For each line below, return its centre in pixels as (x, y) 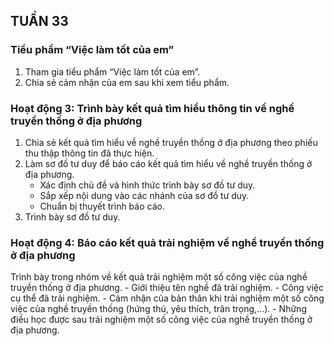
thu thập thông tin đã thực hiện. (89, 153)
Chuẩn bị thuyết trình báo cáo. (102, 206)
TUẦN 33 (39, 21)
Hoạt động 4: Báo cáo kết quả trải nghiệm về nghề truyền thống (167, 242)
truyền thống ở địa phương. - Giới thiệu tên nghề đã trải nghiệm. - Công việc (167, 288)
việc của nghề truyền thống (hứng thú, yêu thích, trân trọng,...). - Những (158, 309)
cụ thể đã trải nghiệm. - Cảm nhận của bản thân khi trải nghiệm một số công (167, 298)
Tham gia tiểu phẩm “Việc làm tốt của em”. (112, 71)
